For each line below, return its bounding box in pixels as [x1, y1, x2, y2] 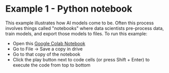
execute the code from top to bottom [12, 62, 91, 68]
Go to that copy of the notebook [12, 51, 80, 57]
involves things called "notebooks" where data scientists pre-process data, [5, 25, 164, 31]
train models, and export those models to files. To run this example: [5, 30, 147, 36]
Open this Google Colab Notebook [12, 40, 86, 46]
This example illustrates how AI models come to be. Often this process [5, 20, 154, 26]
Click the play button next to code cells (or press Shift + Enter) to [12, 56, 150, 62]
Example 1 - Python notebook [5, 3, 132, 15]
